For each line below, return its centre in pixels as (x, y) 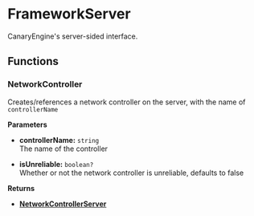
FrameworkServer (69, 14)
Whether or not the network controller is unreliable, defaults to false (131, 173)
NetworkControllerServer (63, 204)
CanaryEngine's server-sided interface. (73, 36)
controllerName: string (59, 140)
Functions (33, 61)
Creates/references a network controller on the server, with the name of (127, 102)
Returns (21, 188)
